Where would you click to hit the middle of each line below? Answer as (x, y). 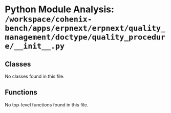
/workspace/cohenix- (49, 19)
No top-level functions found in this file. (47, 105)
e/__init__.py (35, 46)
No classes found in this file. (35, 76)
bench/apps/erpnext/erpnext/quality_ (85, 28)
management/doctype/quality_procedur (85, 37)
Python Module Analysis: (60, 9)
